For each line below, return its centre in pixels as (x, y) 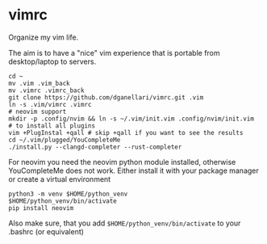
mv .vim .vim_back (39, 83)
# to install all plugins (52, 126)
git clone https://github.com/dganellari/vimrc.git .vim (106, 97)
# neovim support (38, 111)
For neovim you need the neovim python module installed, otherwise (122, 162)
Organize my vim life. (44, 37)
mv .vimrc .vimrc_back (46, 90)
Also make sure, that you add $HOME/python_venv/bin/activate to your (125, 223)
